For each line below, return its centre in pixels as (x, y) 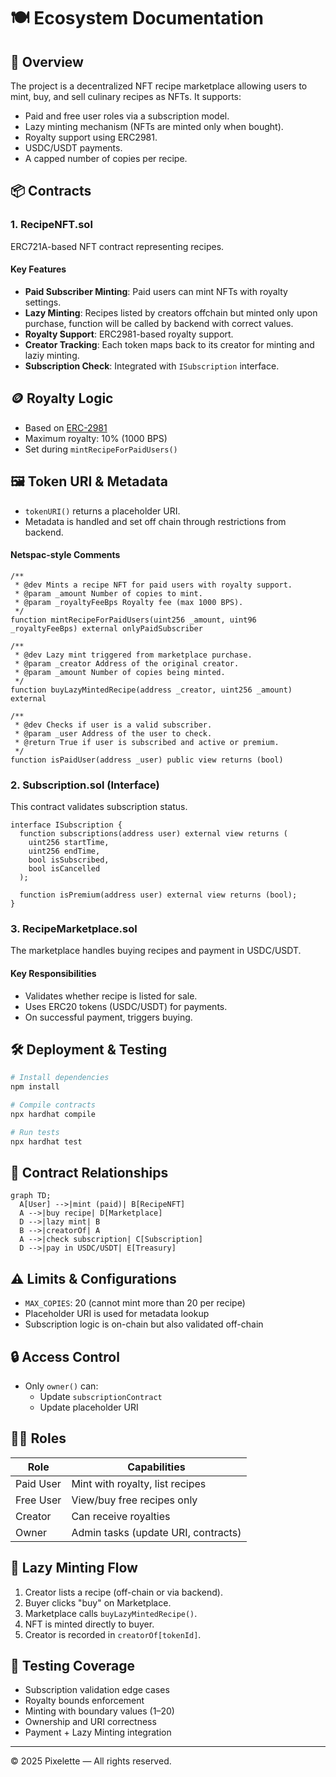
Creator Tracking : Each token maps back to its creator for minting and (169, 344)
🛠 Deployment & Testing (89, 1049)
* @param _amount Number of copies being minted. (120, 672)
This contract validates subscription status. (99, 807)
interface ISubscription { (66, 825)
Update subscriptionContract (101, 1397)
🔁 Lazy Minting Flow (74, 1568)
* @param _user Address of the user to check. (113, 733)
